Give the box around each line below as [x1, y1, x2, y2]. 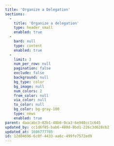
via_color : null [14, 98, 47, 103]
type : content [14, 43, 42, 48]
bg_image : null [14, 84, 45, 89]
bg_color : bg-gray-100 [14, 107, 60, 112]
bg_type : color [14, 79, 45, 84]
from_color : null [14, 93, 49, 98]
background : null [14, 75, 49, 80]
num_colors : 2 [14, 89, 42, 93]
